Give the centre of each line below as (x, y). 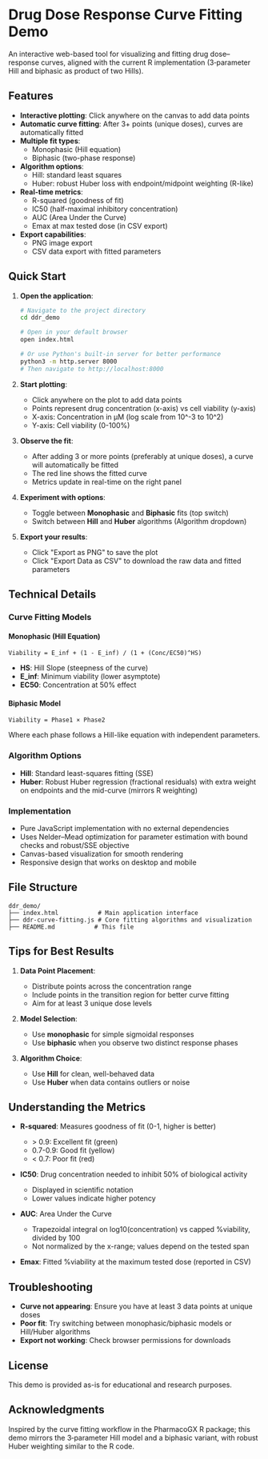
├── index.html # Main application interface (103, 913)
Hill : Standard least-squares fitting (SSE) (87, 773)
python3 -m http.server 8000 (68, 362)
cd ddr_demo (40, 318)
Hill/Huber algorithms (55, 1332)
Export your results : (54, 537)
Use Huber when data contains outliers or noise (111, 1082)
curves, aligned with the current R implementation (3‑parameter (146, 62)
